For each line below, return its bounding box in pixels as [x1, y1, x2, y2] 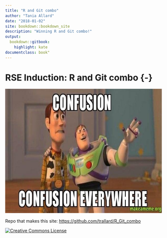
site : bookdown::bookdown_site [5, 24, 70, 29]
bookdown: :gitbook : [9, 40, 50, 45]
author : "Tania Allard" [5, 13, 55, 18]
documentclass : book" [5, 50, 50, 55]
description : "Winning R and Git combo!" [5, 29, 92, 34]
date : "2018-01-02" [5, 18, 46, 23]
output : [5, 34, 21, 39]
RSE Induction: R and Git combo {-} [5, 72, 153, 83]
